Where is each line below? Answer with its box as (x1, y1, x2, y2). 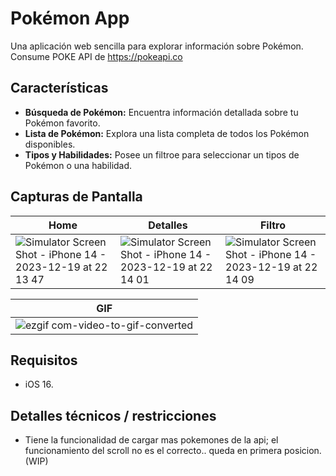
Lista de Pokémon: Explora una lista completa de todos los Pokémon (24, 127, 310, 139)
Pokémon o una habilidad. (24, 159, 133, 171)
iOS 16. (24, 378, 54, 391)
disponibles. (24, 138, 76, 150)
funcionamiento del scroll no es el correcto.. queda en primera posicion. (24, 445, 322, 457)
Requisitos (10, 352, 78, 369)
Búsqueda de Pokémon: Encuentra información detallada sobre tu (24, 106, 299, 118)
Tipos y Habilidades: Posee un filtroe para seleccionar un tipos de (24, 148, 300, 161)
